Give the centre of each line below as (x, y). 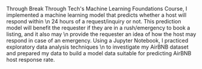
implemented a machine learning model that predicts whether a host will (96, 15)
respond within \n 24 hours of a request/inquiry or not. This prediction (94, 21)
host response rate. (31, 60)
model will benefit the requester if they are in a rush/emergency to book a (98, 28)
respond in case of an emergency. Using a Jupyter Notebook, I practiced (97, 40)
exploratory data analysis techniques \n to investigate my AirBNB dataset (98, 47)
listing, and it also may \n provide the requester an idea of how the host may (101, 34)
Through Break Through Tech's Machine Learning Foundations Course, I (97, 9)
